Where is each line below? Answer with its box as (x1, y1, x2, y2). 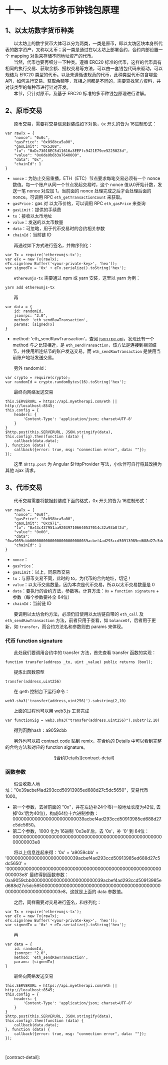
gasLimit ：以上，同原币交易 (12, 569, 70, 575)
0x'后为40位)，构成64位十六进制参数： (18, 810, 99, 816)
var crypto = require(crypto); (5, 375, 70, 380)
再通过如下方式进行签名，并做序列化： (13, 242, 93, 248)
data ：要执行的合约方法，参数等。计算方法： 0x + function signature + (12, 587, 159, 594)
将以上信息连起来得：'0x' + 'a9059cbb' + (13, 849, 99, 856)
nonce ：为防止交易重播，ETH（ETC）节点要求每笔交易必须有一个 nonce (12, 175, 160, 181)
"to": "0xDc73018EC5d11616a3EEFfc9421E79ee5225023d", (14, 148, 128, 153)
